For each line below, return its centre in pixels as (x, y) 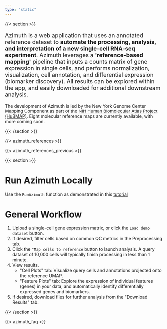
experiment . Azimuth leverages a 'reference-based (74, 55)
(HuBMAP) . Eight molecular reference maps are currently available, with (79, 116)
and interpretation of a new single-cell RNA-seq (70, 49)
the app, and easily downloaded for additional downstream (83, 88)
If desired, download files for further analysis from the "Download (80, 297)
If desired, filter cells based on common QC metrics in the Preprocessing (87, 238)
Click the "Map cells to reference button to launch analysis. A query (83, 249)
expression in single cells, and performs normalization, (77, 68)
